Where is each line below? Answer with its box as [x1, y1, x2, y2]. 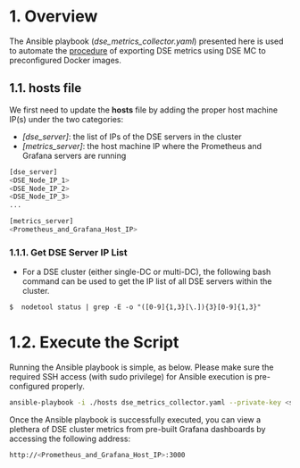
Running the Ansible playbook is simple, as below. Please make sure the [9, 362, 274, 372]
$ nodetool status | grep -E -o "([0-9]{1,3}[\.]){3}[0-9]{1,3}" [9, 303, 262, 312]
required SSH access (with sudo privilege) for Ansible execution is [9, 372, 253, 382]
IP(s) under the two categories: [9, 113, 123, 124]
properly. [51, 381, 85, 392]
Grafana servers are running [21, 150, 127, 161]
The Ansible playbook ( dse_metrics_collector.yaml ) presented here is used [9, 36, 284, 46]
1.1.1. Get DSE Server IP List [9, 246, 128, 258]
